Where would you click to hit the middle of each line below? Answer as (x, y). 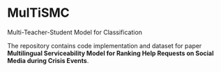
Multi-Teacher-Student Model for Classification (75, 32)
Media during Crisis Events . (48, 60)
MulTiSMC (38, 13)
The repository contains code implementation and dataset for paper (105, 45)
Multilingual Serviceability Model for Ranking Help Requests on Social (110, 53)
